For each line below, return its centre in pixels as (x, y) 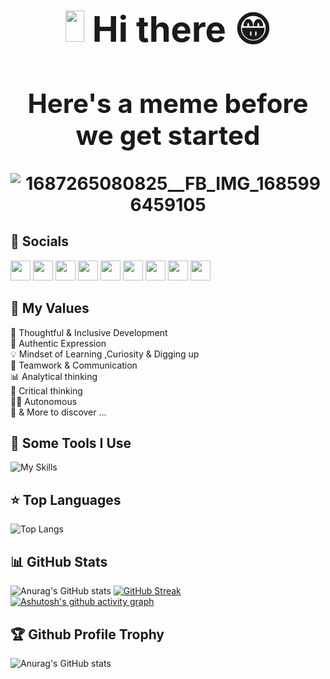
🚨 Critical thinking (46, 390)
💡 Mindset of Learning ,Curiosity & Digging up (105, 354)
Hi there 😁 (181, 30)
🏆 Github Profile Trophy (87, 634)
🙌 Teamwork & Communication (74, 365)
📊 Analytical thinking (54, 376)
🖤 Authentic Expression (58, 343)
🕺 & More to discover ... (58, 412)
